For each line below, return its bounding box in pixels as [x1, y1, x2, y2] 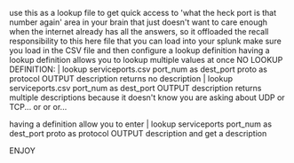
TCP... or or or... [9, 102, 68, 112]
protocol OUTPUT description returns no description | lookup [9, 74, 234, 83]
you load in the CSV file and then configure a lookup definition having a [9, 45, 270, 56]
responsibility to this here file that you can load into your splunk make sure [9, 35, 282, 46]
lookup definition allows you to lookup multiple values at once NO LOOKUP [9, 55, 283, 65]
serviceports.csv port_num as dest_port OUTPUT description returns [9, 83, 262, 93]
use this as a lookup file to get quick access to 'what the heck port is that [9, 8, 277, 18]
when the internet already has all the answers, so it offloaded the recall [9, 27, 269, 36]
